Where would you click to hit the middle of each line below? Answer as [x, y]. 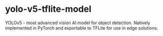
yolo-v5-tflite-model [48, 9]
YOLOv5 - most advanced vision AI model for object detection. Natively [78, 23]
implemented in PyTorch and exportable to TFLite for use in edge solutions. [81, 28]
